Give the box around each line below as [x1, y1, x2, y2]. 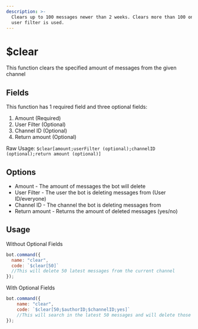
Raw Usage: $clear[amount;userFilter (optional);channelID [6, 145, 156, 152]
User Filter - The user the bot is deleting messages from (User [14, 189, 166, 196]
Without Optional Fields [6, 240, 63, 247]
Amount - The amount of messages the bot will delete [14, 182, 146, 190]
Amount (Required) [14, 115, 61, 122]
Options [6, 167, 37, 177]
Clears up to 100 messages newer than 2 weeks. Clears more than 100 [11, 14, 186, 20]
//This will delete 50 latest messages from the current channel [11, 268, 176, 274]
